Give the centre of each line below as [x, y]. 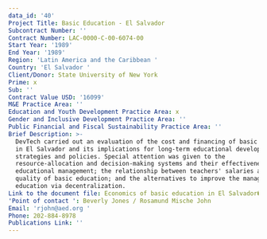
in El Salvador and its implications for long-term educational [124, 149]
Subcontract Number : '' [48, 30]
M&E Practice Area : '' [46, 104]
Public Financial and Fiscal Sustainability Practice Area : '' [115, 127]
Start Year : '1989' [41, 45]
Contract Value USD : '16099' [56, 97]
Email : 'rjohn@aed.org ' [49, 208]
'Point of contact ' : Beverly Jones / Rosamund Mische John [110, 201]
